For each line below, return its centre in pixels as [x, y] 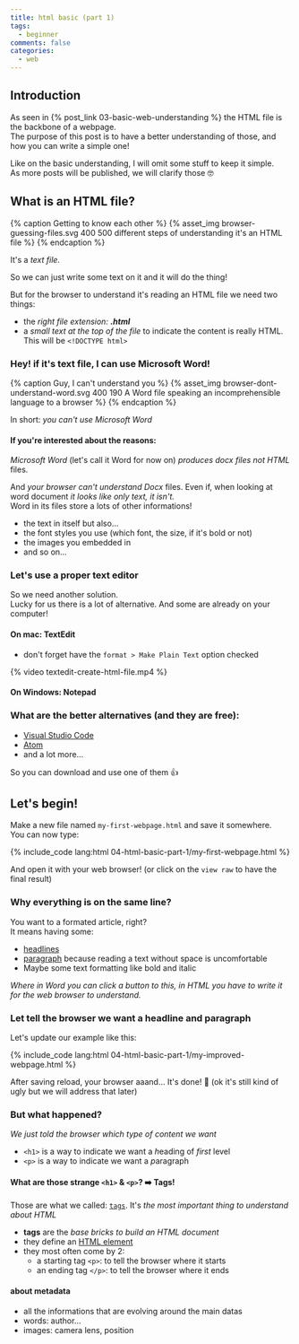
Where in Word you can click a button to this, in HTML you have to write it [146, 985]
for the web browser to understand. [76, 995]
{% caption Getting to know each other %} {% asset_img [115, 223]
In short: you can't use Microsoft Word [81, 419]
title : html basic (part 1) [63, 17]
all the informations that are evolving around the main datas [132, 1311]
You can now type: [45, 834]
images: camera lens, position [78, 1330]
